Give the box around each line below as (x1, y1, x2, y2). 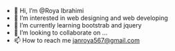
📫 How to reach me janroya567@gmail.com (13, 37, 140, 44)
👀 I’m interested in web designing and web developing (13, 14, 168, 22)
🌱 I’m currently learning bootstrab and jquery (13, 21, 142, 29)
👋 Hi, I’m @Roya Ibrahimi (13, 7, 84, 14)
